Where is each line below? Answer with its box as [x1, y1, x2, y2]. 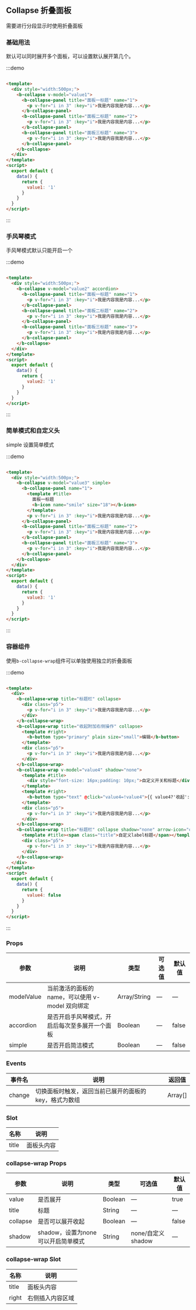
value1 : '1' [27, 184, 57, 190]
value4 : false [27, 892, 61, 898]
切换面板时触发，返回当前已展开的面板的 [35, 1087, 147, 1095]
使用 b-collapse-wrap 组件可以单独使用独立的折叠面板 [6, 657, 132, 664]
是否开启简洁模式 [47, 1042, 94, 1050]
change [9, 1091, 30, 1099]
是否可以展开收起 [37, 1217, 85, 1226]
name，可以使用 [47, 993, 92, 1001]
